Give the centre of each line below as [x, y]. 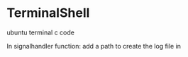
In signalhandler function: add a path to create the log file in [94, 46]
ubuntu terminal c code [41, 32]
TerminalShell [48, 13]
